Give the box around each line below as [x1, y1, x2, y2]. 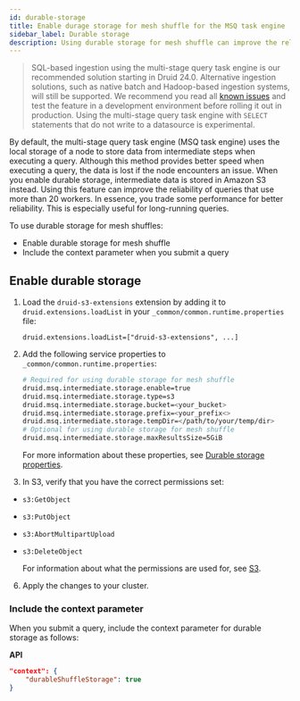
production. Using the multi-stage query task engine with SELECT [30, 110, 268, 121]
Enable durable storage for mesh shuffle [21, 238, 171, 248]
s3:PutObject [21, 513, 71, 522]
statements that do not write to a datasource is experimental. [30, 120, 255, 130]
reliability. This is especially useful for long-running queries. [9, 203, 229, 214]
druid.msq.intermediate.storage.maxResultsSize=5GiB [21, 434, 223, 443]
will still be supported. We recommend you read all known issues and [30, 91, 287, 102]
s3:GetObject [21, 496, 71, 505]
